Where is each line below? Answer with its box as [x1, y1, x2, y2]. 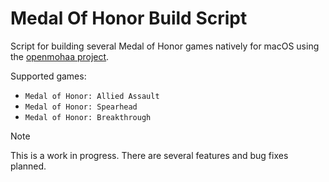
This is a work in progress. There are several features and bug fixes [10, 149, 289, 161]
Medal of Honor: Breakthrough [24, 112, 152, 122]
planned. [10, 160, 47, 172]
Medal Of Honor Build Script [10, 7, 248, 30]
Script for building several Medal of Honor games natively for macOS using [10, 40, 320, 52]
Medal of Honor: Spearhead [24, 102, 138, 112]
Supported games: [10, 70, 87, 82]
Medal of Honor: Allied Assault [24, 91, 160, 101]
